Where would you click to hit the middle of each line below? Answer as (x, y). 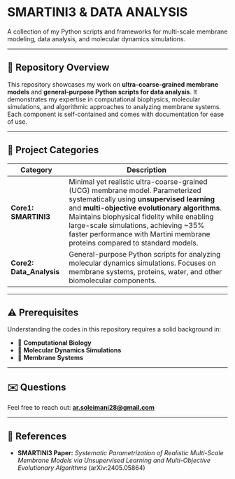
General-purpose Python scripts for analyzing (145, 254)
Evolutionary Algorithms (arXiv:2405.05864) (81, 468)
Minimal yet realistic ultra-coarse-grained (138, 181)
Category (36, 170)
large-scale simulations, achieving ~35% (137, 225)
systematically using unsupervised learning (142, 199)
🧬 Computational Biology (55, 343)
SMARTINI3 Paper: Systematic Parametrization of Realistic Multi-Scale (120, 453)
